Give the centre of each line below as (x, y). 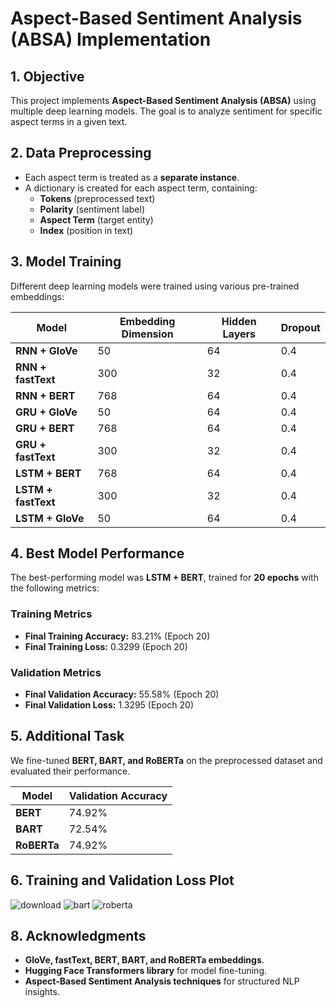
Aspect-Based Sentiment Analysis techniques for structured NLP (162, 981)
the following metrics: (55, 588)
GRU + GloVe (46, 412)
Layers (239, 334)
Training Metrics (51, 614)
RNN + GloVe (46, 350)
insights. (42, 992)
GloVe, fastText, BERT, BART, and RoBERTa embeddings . (144, 960)
